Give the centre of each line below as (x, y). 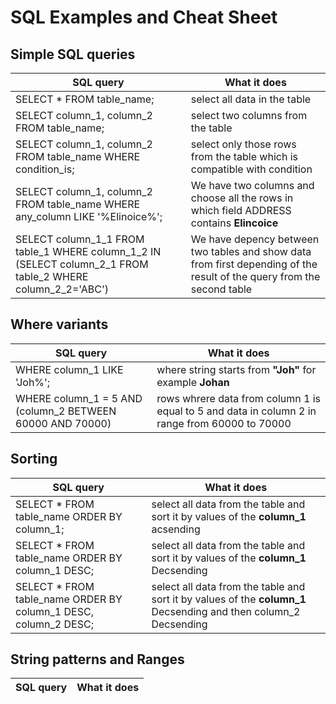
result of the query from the (255, 276)
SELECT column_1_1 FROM (80, 239)
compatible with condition (251, 169)
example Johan (193, 382)
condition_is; (45, 169)
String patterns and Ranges (97, 659)
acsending (176, 529)
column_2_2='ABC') (62, 289)
